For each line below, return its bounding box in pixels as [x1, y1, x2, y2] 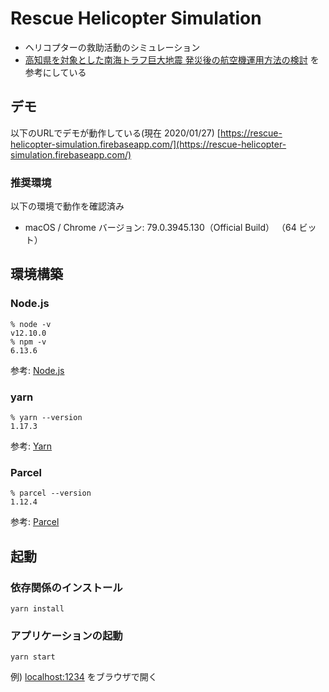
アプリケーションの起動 [10, 628, 123, 642]
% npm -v [10, 337, 47, 347]
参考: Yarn [10, 440, 53, 452]
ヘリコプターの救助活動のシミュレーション [24, 41, 201, 53]
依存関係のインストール [10, 580, 123, 594]
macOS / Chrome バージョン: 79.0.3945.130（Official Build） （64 [24, 222, 297, 234]
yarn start [10, 652, 56, 662]
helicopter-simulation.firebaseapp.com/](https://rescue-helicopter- [10, 138, 287, 150]
